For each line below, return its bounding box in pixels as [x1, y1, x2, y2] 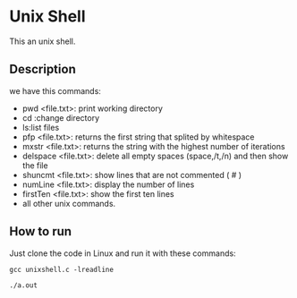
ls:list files [21, 122, 60, 132]
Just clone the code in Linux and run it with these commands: [9, 248, 236, 259]
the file [21, 159, 48, 171]
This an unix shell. [9, 36, 76, 47]
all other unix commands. [21, 198, 116, 209]
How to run [9, 224, 72, 239]
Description [9, 62, 76, 77]
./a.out [9, 280, 38, 290]
